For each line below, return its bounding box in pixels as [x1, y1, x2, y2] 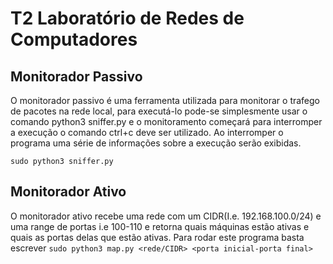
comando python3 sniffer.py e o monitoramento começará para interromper [10, 116, 323, 127]
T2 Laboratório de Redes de [10, 7, 245, 30]
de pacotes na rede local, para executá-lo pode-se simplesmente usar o [10, 105, 308, 117]
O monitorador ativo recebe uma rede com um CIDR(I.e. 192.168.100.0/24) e [10, 210, 322, 222]
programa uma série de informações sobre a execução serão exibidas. [10, 137, 302, 149]
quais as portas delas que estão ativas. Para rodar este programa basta [10, 231, 305, 243]
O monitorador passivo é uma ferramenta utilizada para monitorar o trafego [10, 95, 321, 106]
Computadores [10, 28, 138, 51]
